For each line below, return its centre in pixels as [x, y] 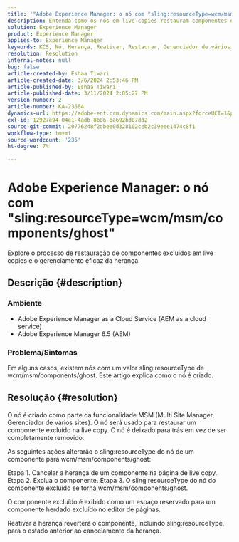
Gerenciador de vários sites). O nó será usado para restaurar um [102, 422]
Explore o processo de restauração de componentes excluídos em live [111, 253]
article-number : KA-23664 [46, 107]
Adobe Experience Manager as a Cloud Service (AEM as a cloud [112, 318]
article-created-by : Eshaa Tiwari [59, 73]
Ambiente [25, 303]
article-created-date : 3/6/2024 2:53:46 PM [73, 80]
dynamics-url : [28, 113]
